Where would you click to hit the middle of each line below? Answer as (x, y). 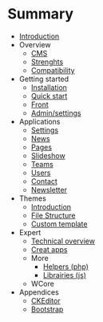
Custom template (59, 224)
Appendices (39, 292)
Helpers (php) (66, 267)
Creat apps (49, 249)
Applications (40, 121)
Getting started (44, 79)
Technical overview (63, 241)
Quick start (49, 96)
